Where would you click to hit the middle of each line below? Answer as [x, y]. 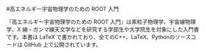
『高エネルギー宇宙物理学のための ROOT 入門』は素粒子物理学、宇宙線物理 [101, 22]
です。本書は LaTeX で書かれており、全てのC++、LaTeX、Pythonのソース [99, 37]
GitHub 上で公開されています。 [62, 45]
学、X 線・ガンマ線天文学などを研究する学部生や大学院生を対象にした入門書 [103, 29]
